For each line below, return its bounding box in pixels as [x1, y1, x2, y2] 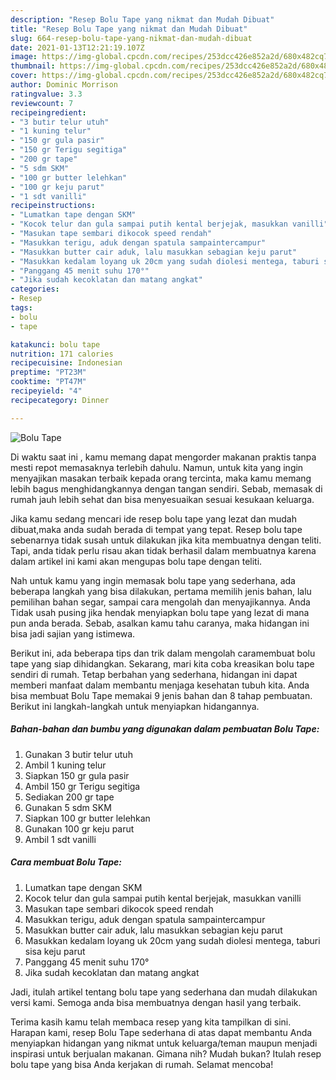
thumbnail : [10, 61, 56, 71]
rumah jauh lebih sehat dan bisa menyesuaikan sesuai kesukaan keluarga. [10, 493, 315, 505]
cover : [10, 71, 38, 81]
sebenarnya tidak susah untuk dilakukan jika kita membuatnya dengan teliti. [10, 534, 322, 546]
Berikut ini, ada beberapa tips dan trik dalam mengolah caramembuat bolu [10, 647, 316, 659]
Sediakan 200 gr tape [24, 791, 115, 803]
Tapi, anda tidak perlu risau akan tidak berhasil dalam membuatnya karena [10, 544, 317, 556]
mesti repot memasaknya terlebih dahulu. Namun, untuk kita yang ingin [10, 461, 304, 473]
